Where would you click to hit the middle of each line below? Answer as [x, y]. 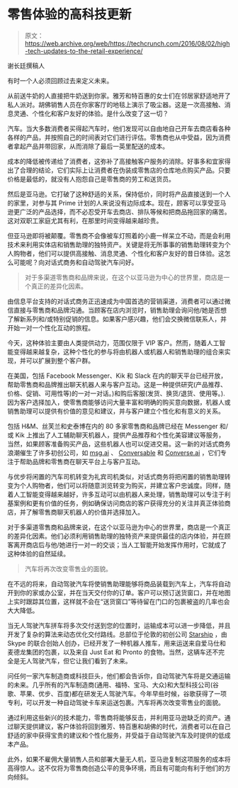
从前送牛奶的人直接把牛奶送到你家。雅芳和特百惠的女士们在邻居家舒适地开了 [119, 96]
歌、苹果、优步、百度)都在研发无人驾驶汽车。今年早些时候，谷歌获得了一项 [117, 693]
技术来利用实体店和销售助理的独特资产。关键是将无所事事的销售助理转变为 [116, 244]
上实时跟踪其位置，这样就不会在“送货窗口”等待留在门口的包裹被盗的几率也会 [119, 601]
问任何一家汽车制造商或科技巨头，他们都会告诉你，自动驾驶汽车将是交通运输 [119, 676]
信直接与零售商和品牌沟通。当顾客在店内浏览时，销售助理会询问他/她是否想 [117, 310]
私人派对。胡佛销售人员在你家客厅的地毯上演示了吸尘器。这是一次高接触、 [116, 104]
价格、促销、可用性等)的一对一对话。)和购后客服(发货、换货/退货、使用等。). [116, 393]
